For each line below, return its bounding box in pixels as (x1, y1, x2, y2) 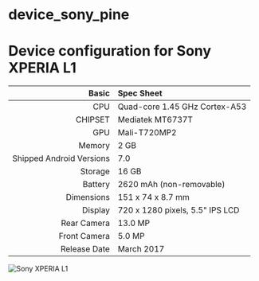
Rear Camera (61, 217, 110, 228)
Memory (78, 140, 110, 151)
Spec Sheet (117, 88, 163, 99)
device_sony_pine (8, 6, 130, 24)
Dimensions (65, 192, 110, 203)
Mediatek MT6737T (117, 114, 194, 125)
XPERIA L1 (8, 59, 77, 77)
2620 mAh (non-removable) (117, 179, 226, 190)
